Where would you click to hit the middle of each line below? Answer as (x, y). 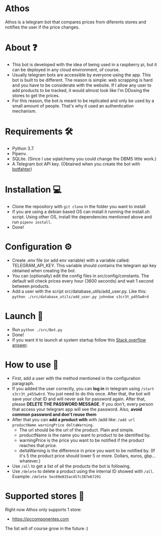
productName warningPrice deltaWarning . (53, 425)
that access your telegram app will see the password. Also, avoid (77, 409)
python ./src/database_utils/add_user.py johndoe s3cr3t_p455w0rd (80, 297)
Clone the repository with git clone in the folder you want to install (79, 206)
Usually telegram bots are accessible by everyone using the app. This (81, 75)
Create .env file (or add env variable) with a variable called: (71, 260)
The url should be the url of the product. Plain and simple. (77, 430)
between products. (31, 286)
